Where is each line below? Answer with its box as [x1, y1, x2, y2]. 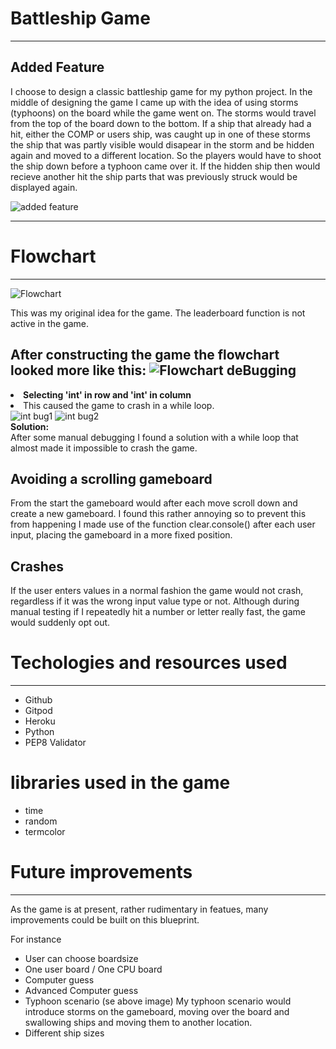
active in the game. [10, 317, 89, 329]
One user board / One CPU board [24, 963, 163, 975]
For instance [10, 933, 62, 945]
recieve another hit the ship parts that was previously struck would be [10, 170, 298, 182]
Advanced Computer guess [24, 984, 139, 996]
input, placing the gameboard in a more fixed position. [10, 529, 233, 541]
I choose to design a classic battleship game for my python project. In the [10, 85, 313, 97]
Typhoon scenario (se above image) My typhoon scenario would [24, 995, 292, 1007]
